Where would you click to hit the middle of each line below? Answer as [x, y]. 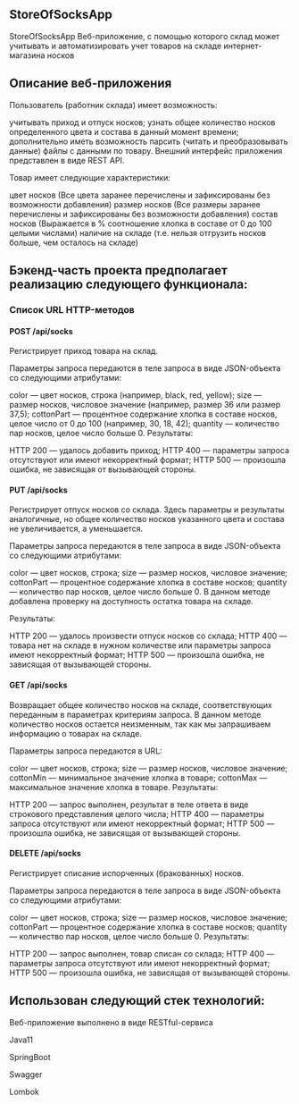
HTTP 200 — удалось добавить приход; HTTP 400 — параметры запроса [149, 451]
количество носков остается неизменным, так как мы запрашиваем [140, 724]
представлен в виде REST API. [67, 160]
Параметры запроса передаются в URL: [86, 751]
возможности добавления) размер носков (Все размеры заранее [135, 204]
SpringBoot [30, 1057]
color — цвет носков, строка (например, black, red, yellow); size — [136, 395]
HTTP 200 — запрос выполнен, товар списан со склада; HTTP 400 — [142, 953]
